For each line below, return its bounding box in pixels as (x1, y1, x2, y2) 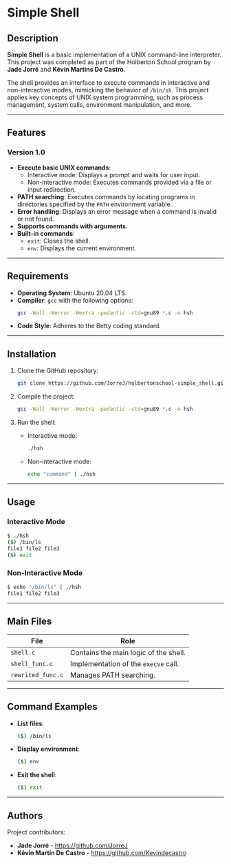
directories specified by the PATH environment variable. (16, 200, 173, 208)
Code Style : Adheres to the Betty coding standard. (16, 322, 162, 330)
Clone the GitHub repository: (16, 367, 98, 375)
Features (7, 127, 46, 139)
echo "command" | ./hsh (27, 470, 96, 477)
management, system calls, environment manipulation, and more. (7, 101, 192, 108)
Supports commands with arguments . (16, 222, 128, 230)
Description (7, 32, 58, 44)
